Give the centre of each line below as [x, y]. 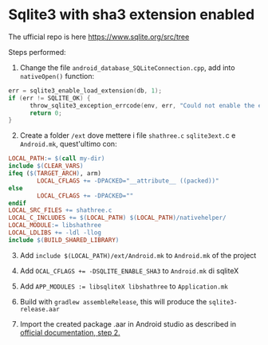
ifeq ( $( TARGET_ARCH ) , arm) [55, 174]
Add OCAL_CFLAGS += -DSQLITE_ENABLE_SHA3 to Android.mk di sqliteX [129, 271]
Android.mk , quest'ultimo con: [68, 144]
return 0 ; [45, 113]
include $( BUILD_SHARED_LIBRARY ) [64, 240]
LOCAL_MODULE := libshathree [55, 225]
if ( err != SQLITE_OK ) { [49, 98]
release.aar [39, 309]
